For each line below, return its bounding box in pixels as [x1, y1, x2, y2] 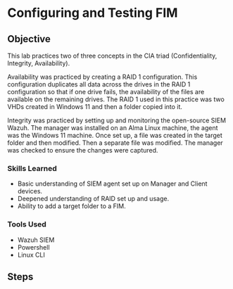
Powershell [17, 243, 51, 251]
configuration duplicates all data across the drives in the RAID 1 [7, 80, 191, 89]
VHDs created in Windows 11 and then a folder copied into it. [7, 103, 183, 110]
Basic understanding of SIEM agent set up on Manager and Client [17, 179, 208, 188]
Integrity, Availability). [7, 59, 70, 68]
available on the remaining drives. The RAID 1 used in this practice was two [7, 95, 225, 103]
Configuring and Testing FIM [7, 5, 178, 21]
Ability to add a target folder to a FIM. [17, 202, 126, 210]
